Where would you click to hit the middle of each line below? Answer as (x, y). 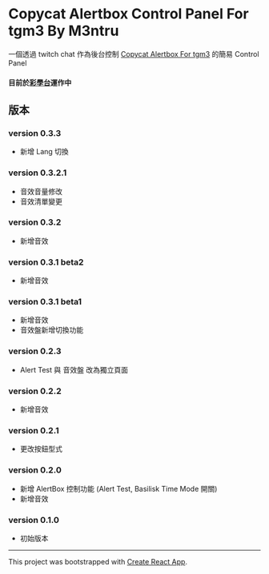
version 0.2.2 (35, 391)
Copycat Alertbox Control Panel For (129, 14)
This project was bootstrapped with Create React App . (98, 561)
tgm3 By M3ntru (64, 31)
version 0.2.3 (35, 351)
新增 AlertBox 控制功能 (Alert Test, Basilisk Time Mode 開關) (118, 488)
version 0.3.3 (35, 133)
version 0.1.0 (34, 520)
